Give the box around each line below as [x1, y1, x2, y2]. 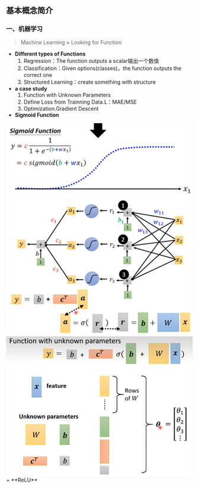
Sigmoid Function [14, 111, 59, 118]
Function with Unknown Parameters [23, 91, 111, 98]
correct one [23, 71, 53, 78]
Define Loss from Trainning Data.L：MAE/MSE [23, 98, 137, 105]
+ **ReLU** [6, 476, 38, 483]
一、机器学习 [6, 25, 43, 33]
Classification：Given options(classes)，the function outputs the [23, 65, 182, 72]
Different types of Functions [14, 50, 86, 57]
